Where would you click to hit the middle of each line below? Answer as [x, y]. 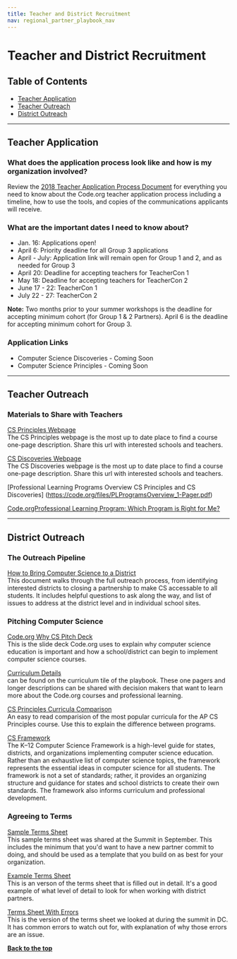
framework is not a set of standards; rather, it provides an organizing [107, 776]
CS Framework [29, 738]
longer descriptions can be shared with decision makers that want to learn [115, 688]
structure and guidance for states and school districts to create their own [114, 783]
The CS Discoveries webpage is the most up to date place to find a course [115, 466]
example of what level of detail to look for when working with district [107, 890]
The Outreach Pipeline [47, 557]
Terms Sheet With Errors [43, 912]
